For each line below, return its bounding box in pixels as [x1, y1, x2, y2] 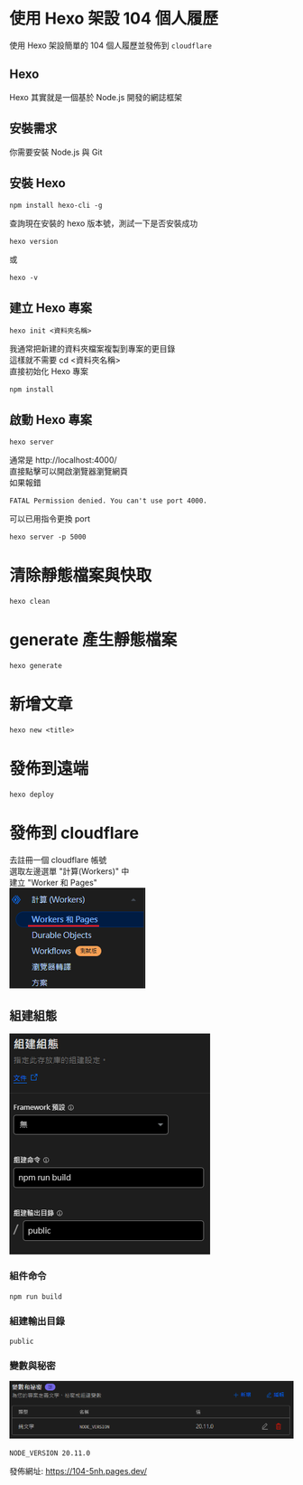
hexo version [9, 237, 59, 247]
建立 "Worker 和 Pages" [9, 877, 97, 888]
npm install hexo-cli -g [9, 201, 103, 211]
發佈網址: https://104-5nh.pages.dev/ [9, 1465, 147, 1476]
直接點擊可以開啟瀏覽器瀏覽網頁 [9, 466, 128, 476]
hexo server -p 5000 [9, 532, 87, 541]
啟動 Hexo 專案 [9, 412, 93, 428]
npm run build [9, 1292, 63, 1302]
